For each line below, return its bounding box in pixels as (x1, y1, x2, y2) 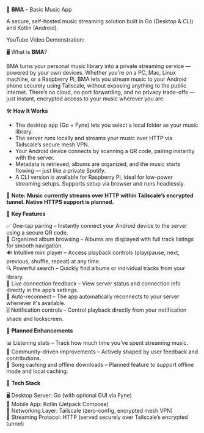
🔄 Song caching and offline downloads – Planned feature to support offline (6, 361, 194, 368)
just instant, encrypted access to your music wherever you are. (6, 95, 165, 102)
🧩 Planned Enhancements (6, 327, 73, 334)
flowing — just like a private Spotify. (15, 167, 106, 174)
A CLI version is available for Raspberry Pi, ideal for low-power (15, 173, 173, 181)
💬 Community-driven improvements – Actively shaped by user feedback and (6, 348, 199, 355)
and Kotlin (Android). (6, 24, 59, 31)
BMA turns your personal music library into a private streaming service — (6, 62, 191, 70)
